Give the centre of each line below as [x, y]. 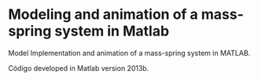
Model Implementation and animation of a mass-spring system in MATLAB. [129, 53]
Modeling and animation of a [103, 15]
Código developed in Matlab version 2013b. [79, 68]
